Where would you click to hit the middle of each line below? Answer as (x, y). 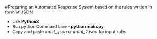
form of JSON (19, 12)
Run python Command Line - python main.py (58, 26)
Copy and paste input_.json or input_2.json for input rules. (70, 32)
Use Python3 (26, 21)
